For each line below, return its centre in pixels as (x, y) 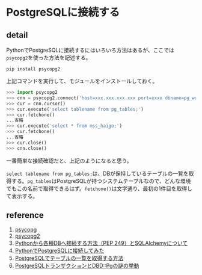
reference (25, 215)
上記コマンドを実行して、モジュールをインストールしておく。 (82, 81)
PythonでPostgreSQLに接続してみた (60, 251)
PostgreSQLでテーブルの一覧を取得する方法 (69, 258)
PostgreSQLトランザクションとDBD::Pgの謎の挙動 (77, 266)
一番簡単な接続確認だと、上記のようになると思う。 (69, 161)
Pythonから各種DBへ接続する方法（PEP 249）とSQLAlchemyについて (101, 243)
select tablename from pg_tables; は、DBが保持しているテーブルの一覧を (98, 173)
